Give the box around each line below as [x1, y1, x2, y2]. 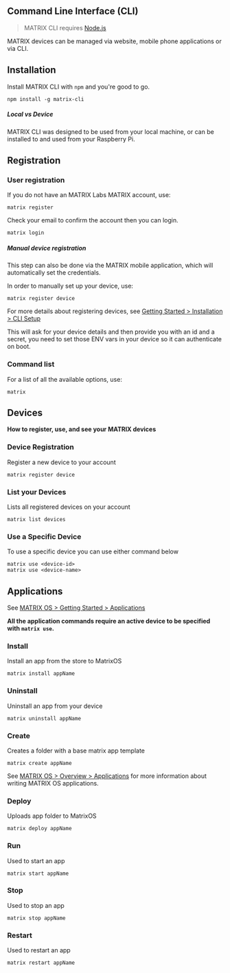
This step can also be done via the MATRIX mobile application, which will [7, 261, 214, 270]
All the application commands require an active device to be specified [7, 617, 211, 626]
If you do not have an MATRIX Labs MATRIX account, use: [7, 191, 171, 199]
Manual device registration [7, 244, 87, 252]
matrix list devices [7, 516, 67, 523]
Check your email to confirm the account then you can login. [7, 216, 179, 225]
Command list [7, 360, 55, 369]
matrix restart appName [7, 959, 76, 967]
